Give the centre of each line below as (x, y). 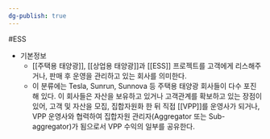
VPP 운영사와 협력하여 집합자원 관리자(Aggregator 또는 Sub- (129, 116)
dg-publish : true (37, 16)
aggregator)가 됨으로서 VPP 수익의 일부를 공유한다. (113, 126)
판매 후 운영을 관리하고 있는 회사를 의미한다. (118, 76)
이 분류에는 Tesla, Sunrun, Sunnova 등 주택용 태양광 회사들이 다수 (137, 86)
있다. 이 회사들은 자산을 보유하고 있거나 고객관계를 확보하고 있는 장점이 (152, 96)
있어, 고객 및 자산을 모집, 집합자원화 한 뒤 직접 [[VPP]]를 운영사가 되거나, (146, 106)
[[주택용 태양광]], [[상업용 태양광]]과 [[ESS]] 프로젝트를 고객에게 (133, 65)
